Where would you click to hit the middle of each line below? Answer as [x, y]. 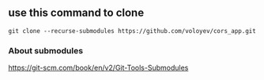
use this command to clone [76, 13]
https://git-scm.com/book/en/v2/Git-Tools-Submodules [98, 68]
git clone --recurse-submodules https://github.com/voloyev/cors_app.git [132, 31]
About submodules [46, 50]
